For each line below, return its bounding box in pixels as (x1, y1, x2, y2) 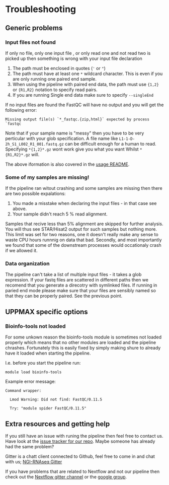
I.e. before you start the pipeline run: (5, 360, 81, 366)
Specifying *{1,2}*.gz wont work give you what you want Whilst (5, 146, 139, 152)
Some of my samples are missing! (5, 174, 90, 181)
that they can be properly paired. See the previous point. (5, 293, 123, 299)
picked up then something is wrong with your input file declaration (5, 55, 142, 61)
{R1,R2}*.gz (5, 152, 30, 157)
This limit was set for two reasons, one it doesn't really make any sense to (5, 232, 158, 238)
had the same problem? (5, 443, 54, 449)
